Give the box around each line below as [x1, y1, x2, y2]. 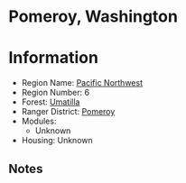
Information [8, 48, 98, 69]
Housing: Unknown [21, 135, 93, 146]
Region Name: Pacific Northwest [21, 78, 144, 88]
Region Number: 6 [21, 87, 90, 98]
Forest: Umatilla [21, 96, 80, 107]
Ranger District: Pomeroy [21, 106, 116, 117]
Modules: [21, 115, 57, 127]
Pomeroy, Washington [8, 6, 178, 27]
